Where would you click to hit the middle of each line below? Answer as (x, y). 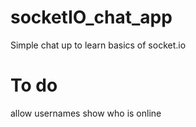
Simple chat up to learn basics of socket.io (98, 45)
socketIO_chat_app (91, 17)
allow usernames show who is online (86, 113)
